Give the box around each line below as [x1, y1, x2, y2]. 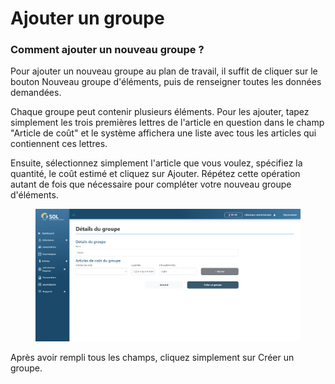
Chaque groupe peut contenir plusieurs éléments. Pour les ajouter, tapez [10, 106, 310, 118]
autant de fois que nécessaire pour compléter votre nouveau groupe [10, 178, 292, 191]
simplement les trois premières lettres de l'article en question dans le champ [10, 117, 325, 129]
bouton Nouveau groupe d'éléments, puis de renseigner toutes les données [10, 76, 322, 88]
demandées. [10, 87, 62, 99]
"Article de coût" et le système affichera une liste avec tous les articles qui [10, 127, 317, 139]
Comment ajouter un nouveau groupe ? [10, 43, 205, 57]
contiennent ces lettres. [10, 138, 108, 150]
